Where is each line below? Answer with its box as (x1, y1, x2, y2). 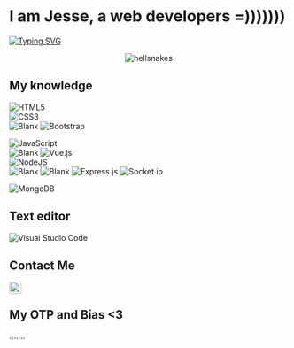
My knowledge (9, 78, 93, 94)
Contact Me (9, 258, 75, 273)
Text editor (9, 209, 71, 224)
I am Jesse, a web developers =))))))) (9, 6, 286, 27)
